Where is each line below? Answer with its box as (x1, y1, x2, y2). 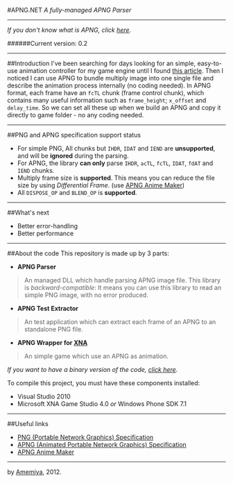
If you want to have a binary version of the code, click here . (7, 366, 178, 373)
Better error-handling (17, 222, 78, 230)
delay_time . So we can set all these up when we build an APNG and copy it (7, 103, 221, 112)
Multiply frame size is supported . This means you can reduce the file (17, 173, 215, 182)
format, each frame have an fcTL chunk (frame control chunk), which (7, 89, 205, 96)
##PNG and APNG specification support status (7, 131, 141, 139)
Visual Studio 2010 (17, 392, 71, 400)
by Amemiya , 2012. (7, 468, 62, 476)
